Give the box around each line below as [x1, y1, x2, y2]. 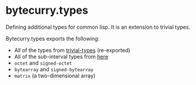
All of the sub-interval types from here [14, 53, 108, 60]
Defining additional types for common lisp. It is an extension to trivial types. [5, 23, 191, 31]
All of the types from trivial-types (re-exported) [14, 46, 130, 54]
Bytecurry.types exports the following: [5, 35, 99, 42]
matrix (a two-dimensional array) [14, 72, 96, 79]
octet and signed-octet [14, 59, 73, 66]
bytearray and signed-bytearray [14, 65, 94, 72]
